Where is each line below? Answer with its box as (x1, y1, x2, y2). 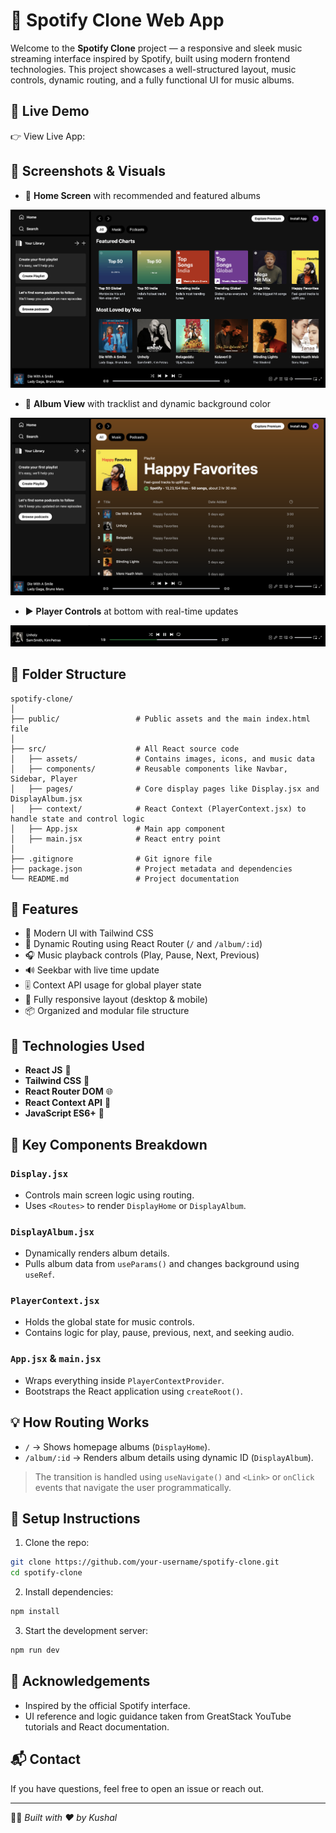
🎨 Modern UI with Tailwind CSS (24, 927, 154, 939)
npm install (10, 1607, 60, 1617)
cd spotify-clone (10, 1568, 83, 1578)
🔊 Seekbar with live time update (24, 964, 160, 976)
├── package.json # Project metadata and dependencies (10, 864, 293, 874)
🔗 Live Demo (10, 103, 90, 120)
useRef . (24, 1269, 55, 1281)
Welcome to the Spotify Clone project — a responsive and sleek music (10, 42, 303, 54)
